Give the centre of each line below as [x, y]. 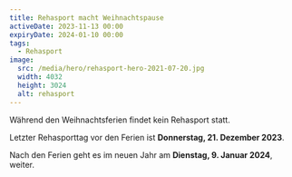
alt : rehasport [46, 93]
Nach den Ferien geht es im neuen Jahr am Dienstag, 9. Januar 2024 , [141, 154]
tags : [19, 43]
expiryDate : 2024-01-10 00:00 [67, 34]
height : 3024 [42, 85]
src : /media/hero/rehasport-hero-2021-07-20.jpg [111, 69]
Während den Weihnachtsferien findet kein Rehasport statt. [120, 120]
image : [22, 60]
